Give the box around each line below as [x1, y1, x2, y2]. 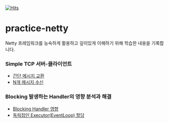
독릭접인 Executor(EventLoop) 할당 [12, 112, 85, 118]
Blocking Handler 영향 [12, 106, 59, 112]
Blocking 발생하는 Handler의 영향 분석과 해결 [5, 93, 112, 100]
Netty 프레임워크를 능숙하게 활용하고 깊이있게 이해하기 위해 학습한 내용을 [5, 40, 151, 46]
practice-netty [5, 23, 69, 34]
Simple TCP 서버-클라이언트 [5, 60, 73, 67]
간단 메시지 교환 [12, 73, 44, 79]
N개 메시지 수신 [12, 79, 44, 85]
